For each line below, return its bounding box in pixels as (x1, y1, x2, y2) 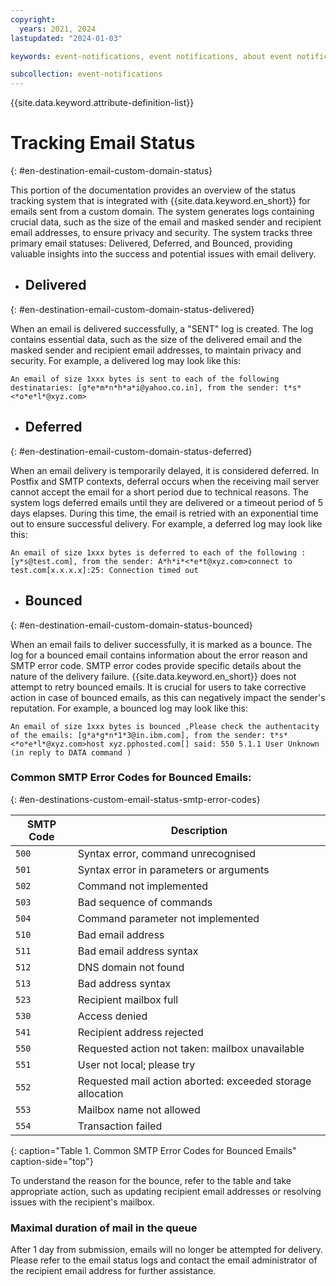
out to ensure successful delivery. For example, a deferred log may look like (10, 517, 323, 530)
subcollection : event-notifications (10, 69, 163, 80)
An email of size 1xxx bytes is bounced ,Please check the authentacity (10, 721, 320, 731)
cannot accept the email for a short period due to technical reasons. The (10, 486, 309, 498)
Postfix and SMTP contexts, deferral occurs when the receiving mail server (10, 475, 320, 487)
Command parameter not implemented (77, 911, 260, 925)
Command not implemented (77, 879, 209, 893)
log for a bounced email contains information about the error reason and (10, 649, 308, 661)
